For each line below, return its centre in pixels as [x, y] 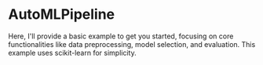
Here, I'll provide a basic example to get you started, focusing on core [121, 36]
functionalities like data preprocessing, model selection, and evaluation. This [132, 44]
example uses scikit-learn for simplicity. [72, 52]
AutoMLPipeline [62, 14]
